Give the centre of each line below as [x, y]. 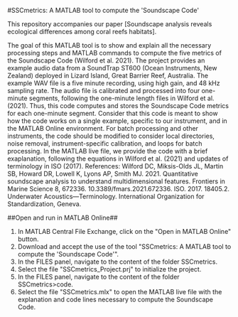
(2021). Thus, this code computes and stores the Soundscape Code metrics [118, 106]
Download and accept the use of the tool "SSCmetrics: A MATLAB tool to [124, 247]
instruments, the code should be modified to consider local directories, [111, 136]
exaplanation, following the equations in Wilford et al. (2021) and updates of [118, 158]
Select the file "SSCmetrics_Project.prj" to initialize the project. [109, 269]
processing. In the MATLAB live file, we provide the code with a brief [108, 151]
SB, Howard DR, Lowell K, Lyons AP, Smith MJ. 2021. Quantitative [103, 174]
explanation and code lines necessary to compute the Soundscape [115, 299]
